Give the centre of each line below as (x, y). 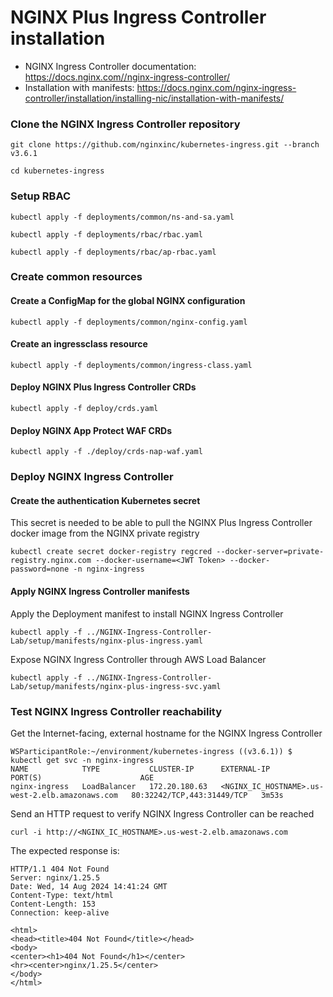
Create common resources (76, 277)
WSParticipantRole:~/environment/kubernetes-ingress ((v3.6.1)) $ (151, 751)
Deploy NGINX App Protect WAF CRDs (91, 430)
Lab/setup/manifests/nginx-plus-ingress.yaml (106, 641)
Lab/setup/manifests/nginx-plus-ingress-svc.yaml (116, 686)
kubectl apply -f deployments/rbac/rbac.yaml (106, 234)
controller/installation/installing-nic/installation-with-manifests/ (154, 98)
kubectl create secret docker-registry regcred (111, 552)
